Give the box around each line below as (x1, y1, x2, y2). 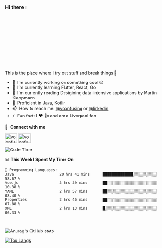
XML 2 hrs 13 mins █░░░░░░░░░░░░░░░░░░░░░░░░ (5, 206, 158, 211)
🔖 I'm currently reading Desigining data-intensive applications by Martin (12, 89, 157, 96)
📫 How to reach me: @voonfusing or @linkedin (12, 105, 109, 111)
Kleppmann (12, 95, 35, 100)
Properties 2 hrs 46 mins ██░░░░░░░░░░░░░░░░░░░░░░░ (5, 197, 158, 202)
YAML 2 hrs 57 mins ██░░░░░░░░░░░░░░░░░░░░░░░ (5, 189, 158, 194)
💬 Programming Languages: (5, 167, 57, 172)
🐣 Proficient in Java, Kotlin (12, 100, 66, 106)
